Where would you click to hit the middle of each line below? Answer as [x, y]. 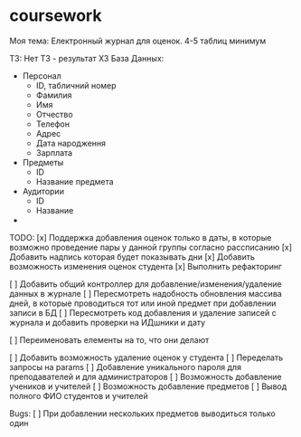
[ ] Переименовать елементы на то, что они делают [109, 339]
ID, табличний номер [76, 85]
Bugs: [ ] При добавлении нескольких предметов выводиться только [142, 413]
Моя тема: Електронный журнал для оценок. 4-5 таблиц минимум [138, 41]
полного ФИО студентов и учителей [79, 395]
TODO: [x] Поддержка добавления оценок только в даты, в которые [141, 237]
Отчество [55, 114]
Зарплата [54, 152]
